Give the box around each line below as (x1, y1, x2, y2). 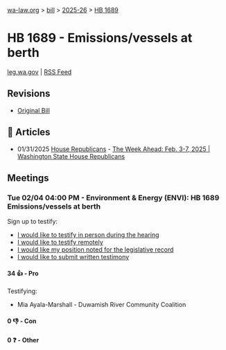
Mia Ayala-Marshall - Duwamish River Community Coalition (17, 301, 186, 309)
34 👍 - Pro (7, 269, 40, 277)
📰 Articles (7, 126, 51, 138)
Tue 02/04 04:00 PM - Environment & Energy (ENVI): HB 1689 (7, 193, 220, 202)
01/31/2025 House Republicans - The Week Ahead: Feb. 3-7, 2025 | (17, 145, 210, 153)
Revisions (7, 88, 51, 100)
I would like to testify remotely (17, 238, 104, 247)
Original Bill (17, 106, 51, 114)
